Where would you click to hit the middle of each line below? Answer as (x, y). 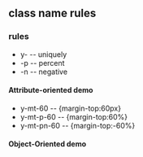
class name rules (52, 13)
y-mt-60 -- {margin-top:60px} (71, 108)
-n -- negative (43, 72)
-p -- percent (42, 63)
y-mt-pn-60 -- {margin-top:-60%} (78, 125)
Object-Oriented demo (48, 144)
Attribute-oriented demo (51, 90)
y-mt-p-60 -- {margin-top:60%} (74, 116)
